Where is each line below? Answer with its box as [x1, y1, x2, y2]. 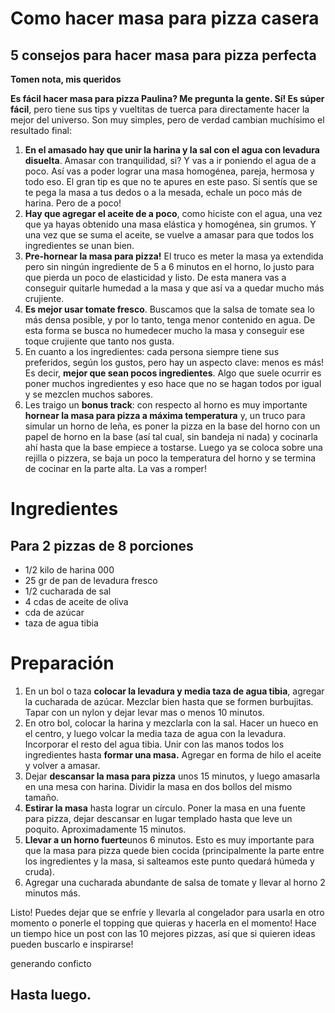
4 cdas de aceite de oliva [24, 596, 129, 607]
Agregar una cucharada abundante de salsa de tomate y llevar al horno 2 [24, 876, 326, 888]
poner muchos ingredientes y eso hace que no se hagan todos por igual [24, 378, 322, 389]
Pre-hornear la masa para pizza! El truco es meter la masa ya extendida [24, 250, 324, 262]
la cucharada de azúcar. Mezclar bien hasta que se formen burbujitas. [24, 695, 314, 707]
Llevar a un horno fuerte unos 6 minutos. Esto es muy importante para [24, 833, 315, 846]
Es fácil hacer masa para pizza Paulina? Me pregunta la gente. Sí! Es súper [10, 93, 325, 104]
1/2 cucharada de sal [24, 585, 112, 597]
